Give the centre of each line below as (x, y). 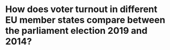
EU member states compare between (85, 20)
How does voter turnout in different (81, 9)
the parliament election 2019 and (76, 31)
